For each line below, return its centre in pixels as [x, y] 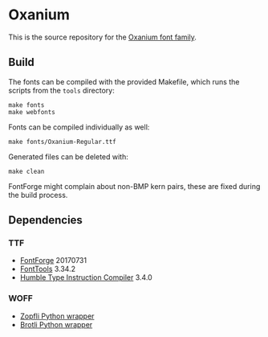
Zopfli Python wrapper [57, 316]
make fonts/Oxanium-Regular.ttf [62, 142]
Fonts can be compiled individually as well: [79, 127]
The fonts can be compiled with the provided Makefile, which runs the [124, 81]
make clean [26, 171]
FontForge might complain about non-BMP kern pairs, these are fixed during [134, 186]
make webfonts [32, 112]
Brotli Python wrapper [56, 324]
